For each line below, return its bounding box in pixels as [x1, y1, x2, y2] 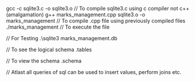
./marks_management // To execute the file [6, 23, 110, 30]
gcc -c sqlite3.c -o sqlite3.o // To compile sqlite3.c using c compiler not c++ [6, 5, 190, 12]
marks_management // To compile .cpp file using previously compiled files [6, 17, 186, 24]
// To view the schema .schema [6, 58, 82, 64]
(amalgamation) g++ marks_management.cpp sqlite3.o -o [6, 11, 145, 18]
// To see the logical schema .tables [6, 46, 92, 53]
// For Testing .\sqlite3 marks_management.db [6, 35, 118, 41]
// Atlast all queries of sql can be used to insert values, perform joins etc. [6, 69, 182, 75]
